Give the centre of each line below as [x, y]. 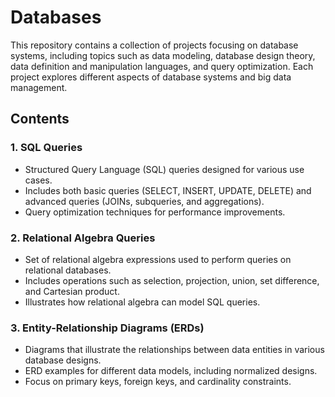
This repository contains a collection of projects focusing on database [154, 45]
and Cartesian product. [72, 291]
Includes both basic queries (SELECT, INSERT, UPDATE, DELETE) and [168, 190]
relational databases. [68, 270]
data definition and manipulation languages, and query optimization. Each [162, 66]
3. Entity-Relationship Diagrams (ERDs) [107, 328]
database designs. [63, 360]
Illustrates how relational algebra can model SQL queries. [142, 302]
